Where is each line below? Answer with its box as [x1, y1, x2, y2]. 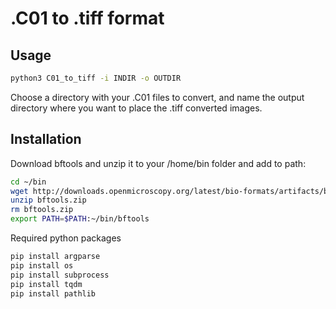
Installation [10, 131, 82, 148]
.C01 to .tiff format [10, 7, 165, 30]
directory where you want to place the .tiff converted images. [10, 102, 263, 114]
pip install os [10, 260, 74, 271]
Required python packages [10, 232, 122, 244]
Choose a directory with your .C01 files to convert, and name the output [10, 91, 305, 103]
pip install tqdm [10, 279, 83, 289]
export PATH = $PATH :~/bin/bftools [10, 214, 150, 224]
